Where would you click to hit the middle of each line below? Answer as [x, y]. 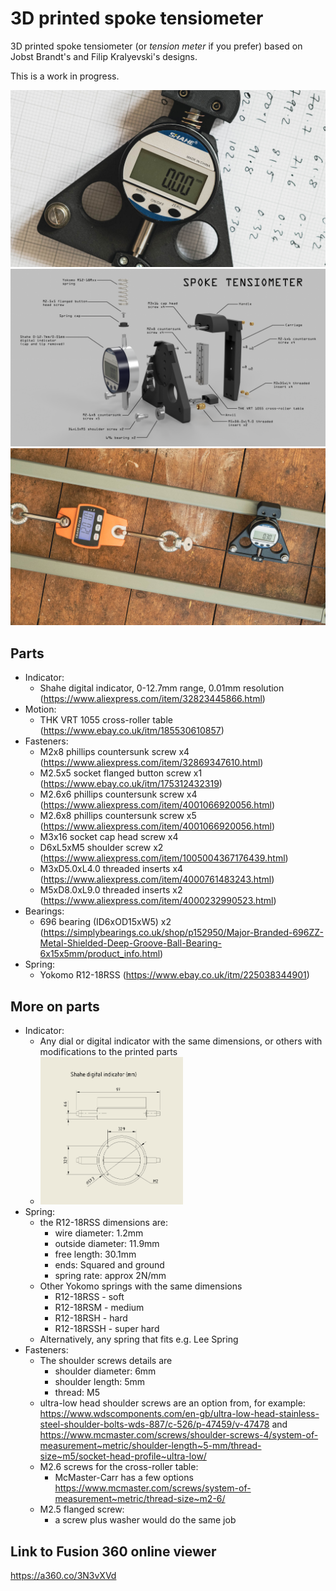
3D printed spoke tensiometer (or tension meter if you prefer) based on [156, 46]
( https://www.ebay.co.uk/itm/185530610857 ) [132, 731]
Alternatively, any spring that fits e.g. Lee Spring [139, 1339]
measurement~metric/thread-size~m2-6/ [140, 1499]
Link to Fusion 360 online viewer [113, 1551]
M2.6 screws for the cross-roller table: [119, 1467]
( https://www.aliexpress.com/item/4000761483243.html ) [157, 879]
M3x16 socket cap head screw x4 [109, 837]
